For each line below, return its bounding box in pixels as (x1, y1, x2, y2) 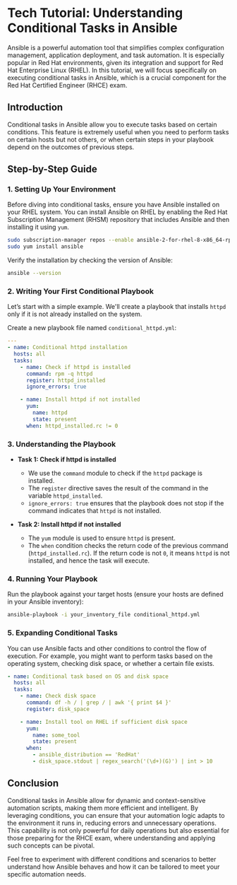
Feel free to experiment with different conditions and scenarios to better (7, 855, 217, 863)
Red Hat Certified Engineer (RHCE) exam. (7, 81, 128, 89)
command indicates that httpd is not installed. (28, 507, 162, 515)
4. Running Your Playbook (7, 574, 98, 584)
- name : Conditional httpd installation (7, 344, 128, 351)
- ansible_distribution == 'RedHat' (32, 751, 140, 758)
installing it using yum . (7, 223, 69, 231)
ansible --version (7, 270, 61, 277)
